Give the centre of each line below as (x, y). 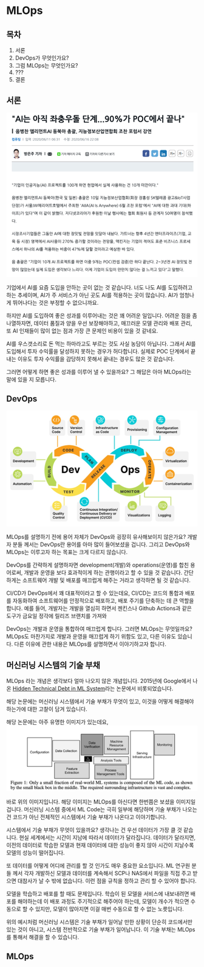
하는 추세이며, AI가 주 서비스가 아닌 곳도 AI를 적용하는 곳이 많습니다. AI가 (92, 295)
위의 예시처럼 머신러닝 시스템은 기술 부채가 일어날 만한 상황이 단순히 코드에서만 (100, 921)
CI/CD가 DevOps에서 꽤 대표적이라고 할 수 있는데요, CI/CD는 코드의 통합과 (95, 593)
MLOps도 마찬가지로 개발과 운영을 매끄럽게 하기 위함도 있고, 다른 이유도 (91, 637)
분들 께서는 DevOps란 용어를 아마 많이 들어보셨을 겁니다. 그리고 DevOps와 (101, 544)
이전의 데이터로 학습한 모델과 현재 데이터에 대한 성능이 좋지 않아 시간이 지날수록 (100, 845)
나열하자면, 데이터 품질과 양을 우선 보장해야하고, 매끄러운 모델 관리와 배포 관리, (99, 323)
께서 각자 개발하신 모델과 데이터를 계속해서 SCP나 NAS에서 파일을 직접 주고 (102, 873)
